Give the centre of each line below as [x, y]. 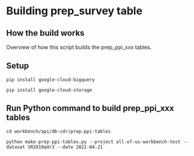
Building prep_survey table [74, 11]
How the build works [46, 33]
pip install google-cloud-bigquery [51, 79]
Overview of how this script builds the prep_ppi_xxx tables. [79, 47]
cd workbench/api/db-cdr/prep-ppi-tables [59, 131]
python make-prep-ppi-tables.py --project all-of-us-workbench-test [93, 142]
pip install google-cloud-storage [49, 90]
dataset [16, 147]
